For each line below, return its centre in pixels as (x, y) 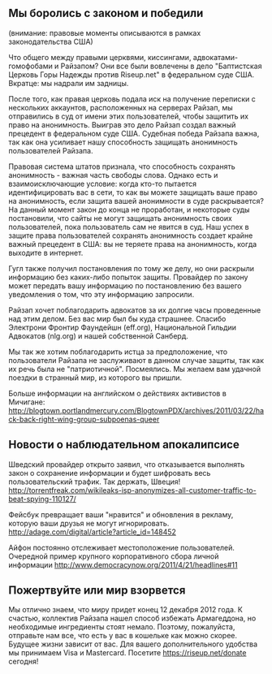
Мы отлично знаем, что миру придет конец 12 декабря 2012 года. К (126, 610)
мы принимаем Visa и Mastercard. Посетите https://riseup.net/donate (127, 653)
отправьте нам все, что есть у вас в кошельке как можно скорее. (123, 636)
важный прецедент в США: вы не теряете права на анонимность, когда (133, 244)
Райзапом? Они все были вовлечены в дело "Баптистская (161, 66)
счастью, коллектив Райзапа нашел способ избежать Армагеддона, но (132, 618)
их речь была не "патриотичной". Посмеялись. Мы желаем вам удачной (135, 369)
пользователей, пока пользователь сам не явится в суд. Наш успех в (129, 227)
